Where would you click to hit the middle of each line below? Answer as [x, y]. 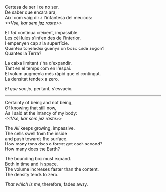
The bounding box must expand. [38, 159]
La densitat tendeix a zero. [32, 79]
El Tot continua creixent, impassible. [42, 32]
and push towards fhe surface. [36, 139]
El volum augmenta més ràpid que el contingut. [53, 73]
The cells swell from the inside [36, 133]
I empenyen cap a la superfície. [37, 43]
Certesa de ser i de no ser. [32, 7]
